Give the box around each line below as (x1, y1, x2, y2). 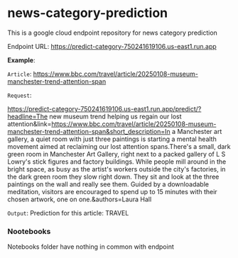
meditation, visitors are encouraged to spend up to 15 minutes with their (7, 187, 218, 196)
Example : (7, 55, 36, 64)
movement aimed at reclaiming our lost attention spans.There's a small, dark (7, 142, 231, 150)
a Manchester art (171, 127, 222, 135)
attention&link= (7, 119, 52, 128)
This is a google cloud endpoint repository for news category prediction (7, 28, 218, 37)
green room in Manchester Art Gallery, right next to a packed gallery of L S (7, 150, 226, 158)
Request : (7, 91, 32, 99)
